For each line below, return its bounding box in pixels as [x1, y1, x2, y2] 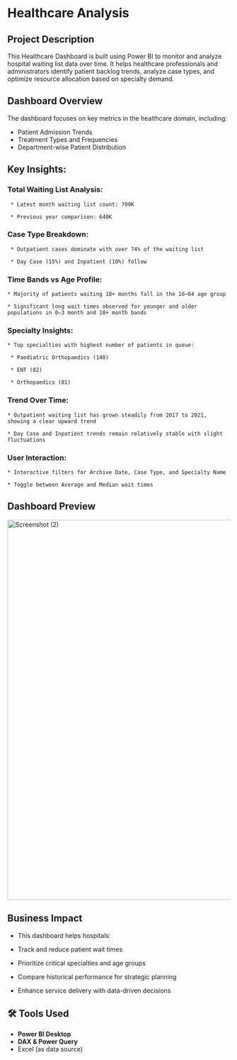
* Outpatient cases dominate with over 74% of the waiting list [10, 245, 204, 253]
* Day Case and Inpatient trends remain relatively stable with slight [7, 430, 223, 437]
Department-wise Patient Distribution [17, 143, 126, 151]
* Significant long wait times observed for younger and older [7, 303, 198, 310]
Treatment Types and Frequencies [17, 135, 118, 143]
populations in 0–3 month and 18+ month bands [7, 309, 147, 316]
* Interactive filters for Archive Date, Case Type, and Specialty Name [7, 468, 226, 476]
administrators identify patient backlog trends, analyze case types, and [7, 67, 214, 75]
